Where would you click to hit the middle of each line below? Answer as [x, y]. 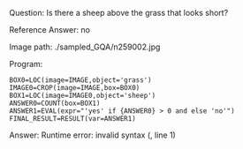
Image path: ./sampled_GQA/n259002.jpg [85, 47]
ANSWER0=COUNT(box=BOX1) [55, 103]
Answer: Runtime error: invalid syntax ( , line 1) [93, 135]
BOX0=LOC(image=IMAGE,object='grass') [80, 80]
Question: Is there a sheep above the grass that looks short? [119, 13]
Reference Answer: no [50, 30]
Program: [26, 64]
